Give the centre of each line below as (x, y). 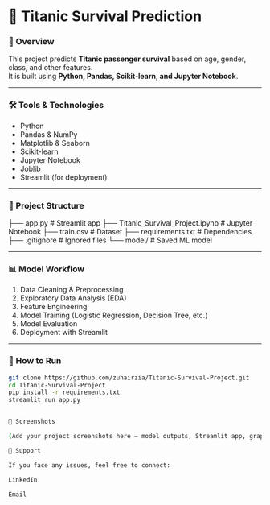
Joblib (31, 168)
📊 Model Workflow (47, 269)
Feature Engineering (53, 307)
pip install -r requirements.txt (64, 393)
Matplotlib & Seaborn (55, 143)
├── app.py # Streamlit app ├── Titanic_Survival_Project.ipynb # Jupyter (131, 223)
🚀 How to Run (35, 361)
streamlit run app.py (45, 400)
